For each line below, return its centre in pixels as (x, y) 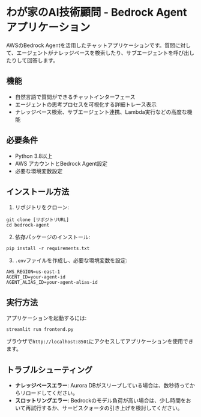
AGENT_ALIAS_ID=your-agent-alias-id (52, 283)
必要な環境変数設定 (39, 171)
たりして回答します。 (32, 60)
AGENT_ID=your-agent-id (36, 277)
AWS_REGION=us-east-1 (33, 272)
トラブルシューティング (49, 370)
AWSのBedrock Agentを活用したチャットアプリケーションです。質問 (91, 45)
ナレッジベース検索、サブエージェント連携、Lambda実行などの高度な (101, 111)
